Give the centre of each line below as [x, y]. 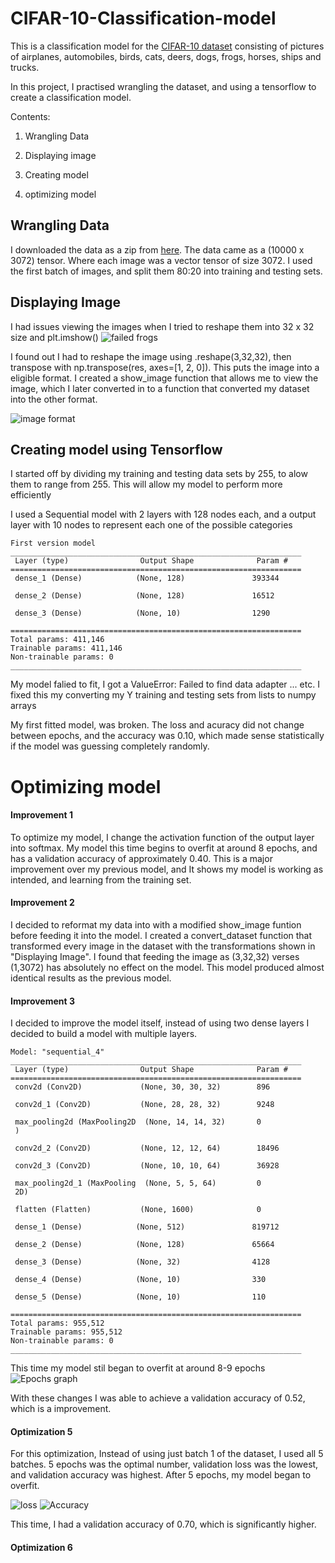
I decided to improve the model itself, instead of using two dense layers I [160, 1023]
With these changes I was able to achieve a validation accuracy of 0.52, [158, 1398]
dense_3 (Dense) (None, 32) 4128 [142, 1262]
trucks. [25, 67]
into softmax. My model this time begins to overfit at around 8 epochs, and [164, 848]
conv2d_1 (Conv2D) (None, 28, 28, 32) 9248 [144, 1105]
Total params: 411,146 [57, 640]
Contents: [30, 116]
